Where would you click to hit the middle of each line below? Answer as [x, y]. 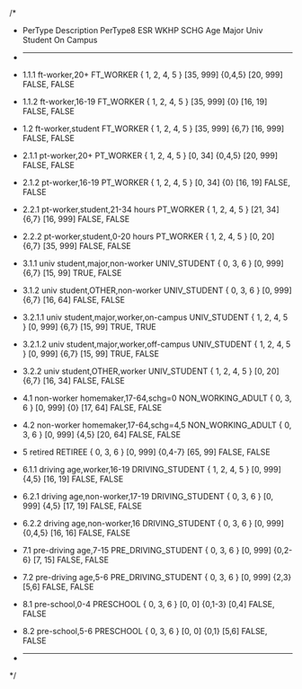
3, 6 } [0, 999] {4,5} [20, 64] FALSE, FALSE [102, 434]
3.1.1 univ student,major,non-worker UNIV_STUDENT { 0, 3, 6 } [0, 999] [153, 263]
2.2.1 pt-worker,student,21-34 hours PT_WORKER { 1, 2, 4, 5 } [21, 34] [151, 209]
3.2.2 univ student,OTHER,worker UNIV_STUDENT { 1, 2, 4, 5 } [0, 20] [151, 371]
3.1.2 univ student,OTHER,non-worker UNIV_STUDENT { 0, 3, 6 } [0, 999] [157, 290]
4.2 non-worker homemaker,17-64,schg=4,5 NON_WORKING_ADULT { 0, [157, 425]
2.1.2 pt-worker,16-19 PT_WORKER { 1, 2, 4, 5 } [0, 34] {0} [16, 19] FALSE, [156, 182]
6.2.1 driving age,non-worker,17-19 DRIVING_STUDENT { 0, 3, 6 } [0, [148, 496]
